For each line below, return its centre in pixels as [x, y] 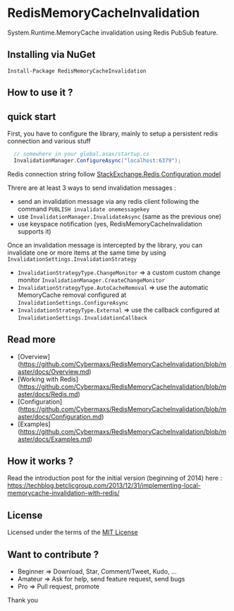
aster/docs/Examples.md [54, 439]
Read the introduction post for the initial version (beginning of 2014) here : [115, 478]
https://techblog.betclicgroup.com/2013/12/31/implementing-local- [104, 485]
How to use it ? [40, 93]
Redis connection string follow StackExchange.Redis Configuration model [114, 174]
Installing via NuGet [51, 55]
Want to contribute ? [53, 554]
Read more [32, 340]
